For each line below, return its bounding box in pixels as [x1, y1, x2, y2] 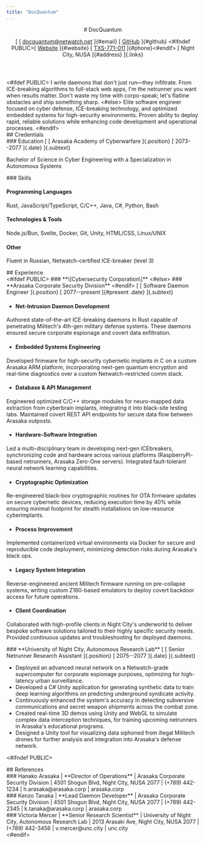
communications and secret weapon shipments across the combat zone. [15, 703, 199, 710]
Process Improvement [15, 525, 73, 533]
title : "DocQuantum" [6, 9, 59, 15]
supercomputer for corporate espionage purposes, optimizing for [15, 670, 181, 677]
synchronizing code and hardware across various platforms [6, 451, 157, 459]
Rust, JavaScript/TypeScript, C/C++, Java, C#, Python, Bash [6, 202, 159, 209]
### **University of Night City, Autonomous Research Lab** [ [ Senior [6, 645, 185, 653]
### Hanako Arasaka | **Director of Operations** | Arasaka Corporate [6, 772, 185, 779]
